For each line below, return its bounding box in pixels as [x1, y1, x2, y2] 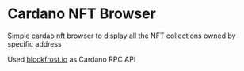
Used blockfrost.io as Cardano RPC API [7, 54, 136, 64]
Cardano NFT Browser [7, 5, 156, 23]
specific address [7, 39, 63, 48]
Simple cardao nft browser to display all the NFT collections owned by [7, 31, 236, 40]
